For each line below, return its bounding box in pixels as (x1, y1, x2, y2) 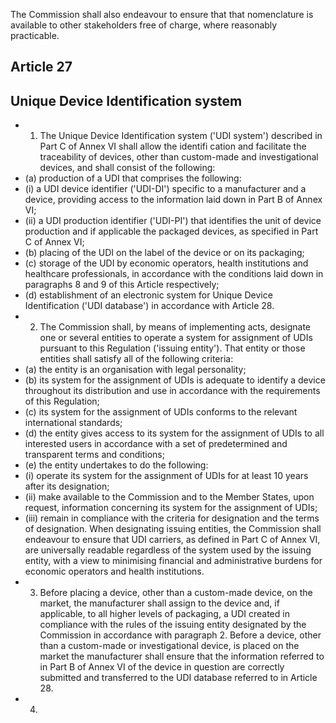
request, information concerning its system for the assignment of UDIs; (24, 502, 318, 514)
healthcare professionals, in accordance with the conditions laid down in (24, 268, 324, 280)
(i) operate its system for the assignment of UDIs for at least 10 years (24, 470, 309, 482)
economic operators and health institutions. (24, 565, 205, 578)
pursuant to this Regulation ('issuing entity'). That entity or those (39, 342, 306, 354)
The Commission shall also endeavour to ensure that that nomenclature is (10, 9, 314, 20)
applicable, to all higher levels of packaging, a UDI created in (39, 608, 290, 620)
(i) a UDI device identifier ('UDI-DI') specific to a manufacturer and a (24, 183, 307, 195)
